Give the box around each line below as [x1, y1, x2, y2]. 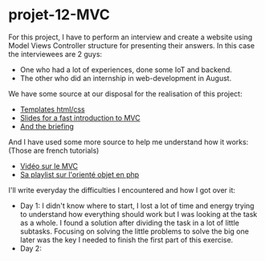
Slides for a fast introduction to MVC [19, 112, 141, 122]
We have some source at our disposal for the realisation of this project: [8, 88, 243, 98]
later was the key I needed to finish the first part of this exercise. [19, 234, 234, 244]
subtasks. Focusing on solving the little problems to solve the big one [19, 226, 249, 236]
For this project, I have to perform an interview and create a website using [8, 32, 253, 42]
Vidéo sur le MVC [19, 161, 79, 170]
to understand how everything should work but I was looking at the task [19, 209, 258, 218]
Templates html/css [19, 104, 86, 114]
